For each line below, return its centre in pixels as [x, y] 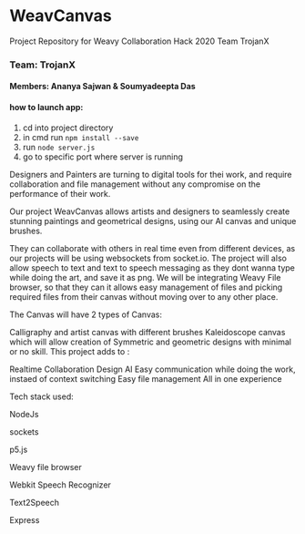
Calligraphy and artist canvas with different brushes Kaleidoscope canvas [147, 332]
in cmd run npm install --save [81, 137]
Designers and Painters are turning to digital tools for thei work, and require [151, 174]
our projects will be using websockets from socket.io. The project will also [148, 258]
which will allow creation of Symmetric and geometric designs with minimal [150, 342]
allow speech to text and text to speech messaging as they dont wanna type [152, 267]
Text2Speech [34, 502]
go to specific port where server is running [103, 157]
